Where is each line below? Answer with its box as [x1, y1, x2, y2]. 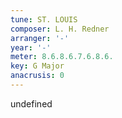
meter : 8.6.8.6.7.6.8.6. [10, 52, 114, 62]
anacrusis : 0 [10, 71, 65, 81]
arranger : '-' [10, 33, 70, 43]
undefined [10, 97, 53, 110]
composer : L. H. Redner [10, 24, 110, 34]
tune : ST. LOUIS [10, 14, 78, 25]
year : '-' [10, 42, 52, 53]
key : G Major [10, 61, 65, 71]
